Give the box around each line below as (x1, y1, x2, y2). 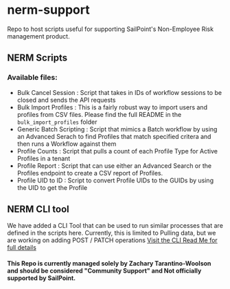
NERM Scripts (7, 52, 68, 64)
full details (7, 244, 36, 252)
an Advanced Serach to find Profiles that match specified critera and (16, 132, 211, 140)
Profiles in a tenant (16, 154, 71, 162)
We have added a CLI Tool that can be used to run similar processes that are (7, 222, 223, 230)
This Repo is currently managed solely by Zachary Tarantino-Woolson (7, 259, 211, 268)
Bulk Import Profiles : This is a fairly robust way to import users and (16, 103, 208, 111)
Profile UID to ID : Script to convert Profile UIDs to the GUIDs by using (16, 176, 214, 184)
